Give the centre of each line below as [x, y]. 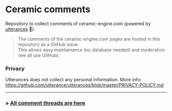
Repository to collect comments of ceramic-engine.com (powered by [78, 24]
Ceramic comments [48, 9]
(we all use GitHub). [39, 55]
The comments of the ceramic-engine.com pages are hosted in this [89, 39]
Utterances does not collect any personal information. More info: [73, 80]
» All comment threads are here [45, 103]
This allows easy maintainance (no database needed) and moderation [91, 50]
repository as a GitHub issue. [48, 44]
